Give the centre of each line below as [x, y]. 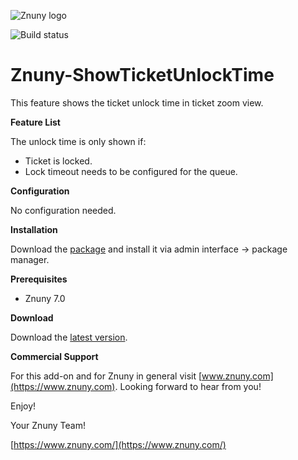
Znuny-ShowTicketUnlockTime [142, 75]
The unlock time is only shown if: [78, 141]
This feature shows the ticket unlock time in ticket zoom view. [137, 102]
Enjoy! [23, 406]
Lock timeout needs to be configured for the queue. [131, 171]
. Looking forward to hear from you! [188, 386]
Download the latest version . [69, 337]
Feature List [35, 122]
